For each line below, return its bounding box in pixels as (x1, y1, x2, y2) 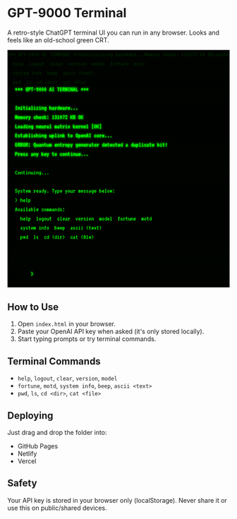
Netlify (17, 450, 37, 458)
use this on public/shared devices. (7, 503, 107, 512)
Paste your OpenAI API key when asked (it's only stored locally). (17, 327, 205, 336)
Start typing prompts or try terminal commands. (17, 335, 157, 343)
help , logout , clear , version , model (17, 374, 118, 383)
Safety (7, 477, 37, 489)
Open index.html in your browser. (17, 320, 116, 328)
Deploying (7, 410, 54, 422)
